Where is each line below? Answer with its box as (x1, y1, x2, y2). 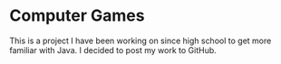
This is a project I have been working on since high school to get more (9, 35, 272, 46)
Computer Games (9, 5, 145, 26)
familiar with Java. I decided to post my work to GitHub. (9, 44, 218, 55)
